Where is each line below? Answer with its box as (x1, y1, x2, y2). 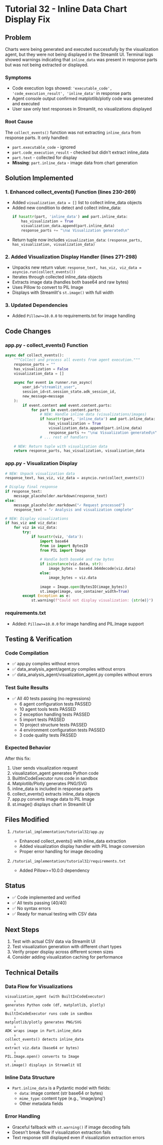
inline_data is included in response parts (12, 786, 93, 792)
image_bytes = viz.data (48, 575, 97, 580)
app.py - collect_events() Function (5, 342, 89, 349)
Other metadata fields (19, 1100, 63, 1107)
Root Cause (5, 118, 33, 125)
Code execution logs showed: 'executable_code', (12, 85, 112, 91)
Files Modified (5, 816, 50, 824)
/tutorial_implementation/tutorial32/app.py (12, 829, 104, 834)
